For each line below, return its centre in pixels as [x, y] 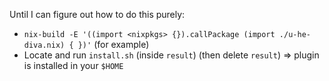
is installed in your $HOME [73, 65]
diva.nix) [44, 45]
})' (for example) [113, 44]
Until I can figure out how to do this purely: [97, 14]
